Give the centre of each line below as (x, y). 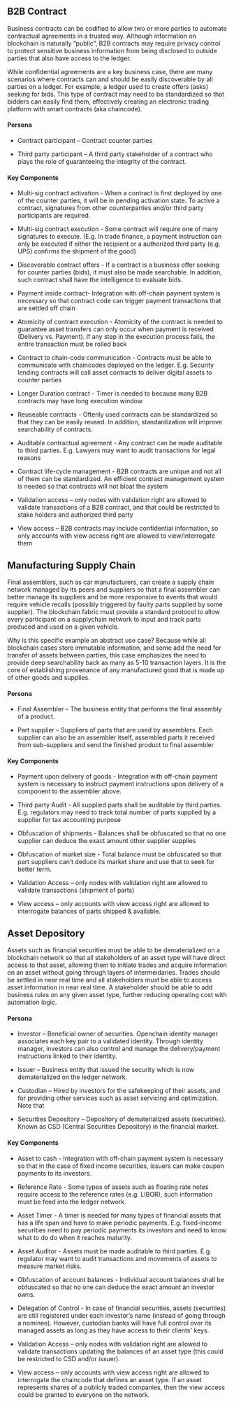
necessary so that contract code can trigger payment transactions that (119, 301)
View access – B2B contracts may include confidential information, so (118, 529)
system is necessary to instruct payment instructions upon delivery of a (120, 784)
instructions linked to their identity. (67, 1056)
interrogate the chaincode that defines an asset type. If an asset (110, 1379)
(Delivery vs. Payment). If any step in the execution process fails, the (116, 337)
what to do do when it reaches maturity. (75, 1237)
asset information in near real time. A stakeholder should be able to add (110, 987)
